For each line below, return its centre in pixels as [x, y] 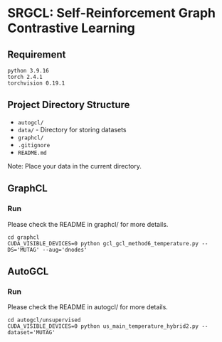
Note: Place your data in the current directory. [75, 166]
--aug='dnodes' [65, 250]
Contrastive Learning [71, 28]
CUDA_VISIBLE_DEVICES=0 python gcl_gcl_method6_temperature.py [103, 243]
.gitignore [34, 145]
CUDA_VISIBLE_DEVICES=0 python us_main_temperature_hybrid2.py [103, 326]
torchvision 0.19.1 [36, 83]
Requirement [37, 54]
